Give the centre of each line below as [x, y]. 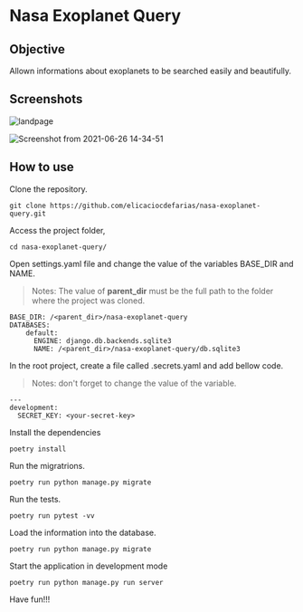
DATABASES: [30, 325]
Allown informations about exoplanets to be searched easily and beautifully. [151, 71]
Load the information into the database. [83, 532]
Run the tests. [35, 499]
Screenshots [46, 99]
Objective [38, 49]
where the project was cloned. [88, 301]
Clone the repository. [48, 189]
